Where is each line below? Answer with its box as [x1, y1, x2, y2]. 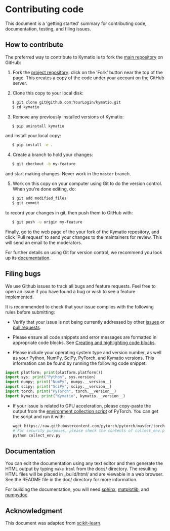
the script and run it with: [12, 413, 65, 420]
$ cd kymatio [12, 104, 39, 110]
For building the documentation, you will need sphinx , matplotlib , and [5, 486, 149, 492]
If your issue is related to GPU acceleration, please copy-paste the [12, 402, 151, 409]
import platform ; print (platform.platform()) [5, 370, 103, 375]
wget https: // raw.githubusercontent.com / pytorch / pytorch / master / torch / [12, 423, 167, 428]
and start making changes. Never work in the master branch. [5, 171, 131, 177]
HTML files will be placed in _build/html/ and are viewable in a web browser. [5, 471, 163, 477]
